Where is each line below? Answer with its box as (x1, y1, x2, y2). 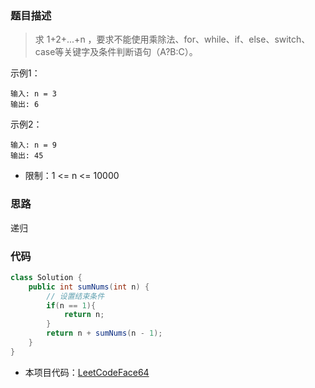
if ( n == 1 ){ (46, 300, 97, 311)
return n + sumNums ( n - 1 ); (46, 328, 163, 339)
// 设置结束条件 (46, 291, 105, 301)
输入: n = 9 (10, 140, 57, 151)
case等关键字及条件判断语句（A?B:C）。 (34, 46, 198, 58)
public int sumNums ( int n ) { (28, 282, 150, 292)
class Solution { (10, 272, 83, 282)
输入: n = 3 (10, 89, 57, 99)
